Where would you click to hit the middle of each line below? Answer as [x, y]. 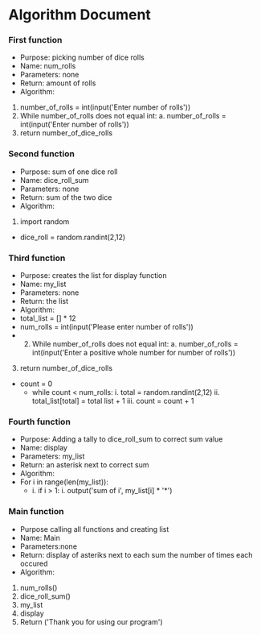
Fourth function [39, 422]
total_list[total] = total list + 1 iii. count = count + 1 [113, 401]
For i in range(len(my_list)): [64, 482]
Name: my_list [43, 284]
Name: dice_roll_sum [55, 180]
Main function [36, 512]
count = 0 [36, 384]
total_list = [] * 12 [48, 318]
